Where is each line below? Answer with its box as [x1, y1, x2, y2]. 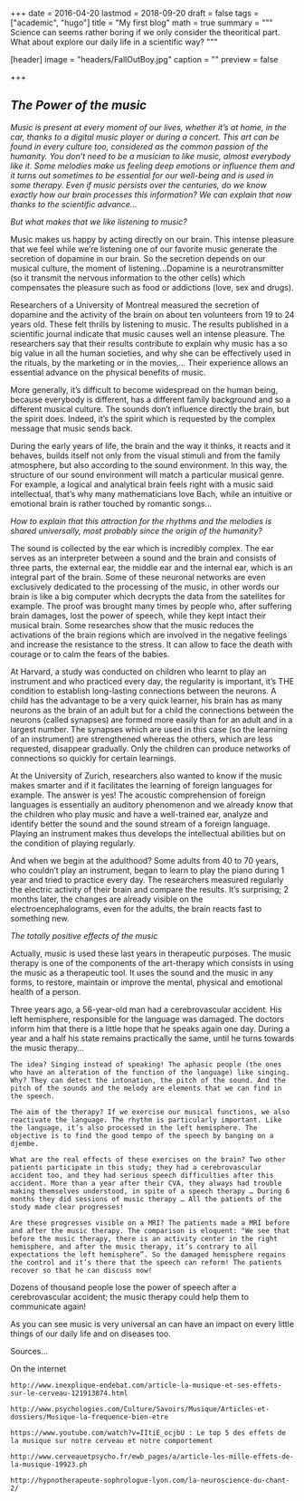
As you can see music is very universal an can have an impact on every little [10, 1318, 295, 1329]
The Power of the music [10, 98, 147, 113]
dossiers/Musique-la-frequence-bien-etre [10, 1412, 169, 1421]
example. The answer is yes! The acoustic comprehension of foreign [10, 789, 266, 800]
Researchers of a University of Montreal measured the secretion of [10, 299, 261, 311]
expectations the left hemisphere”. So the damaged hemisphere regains [10, 1249, 286, 1259]
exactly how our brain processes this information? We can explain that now [10, 189, 292, 200]
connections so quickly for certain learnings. [10, 752, 177, 763]
